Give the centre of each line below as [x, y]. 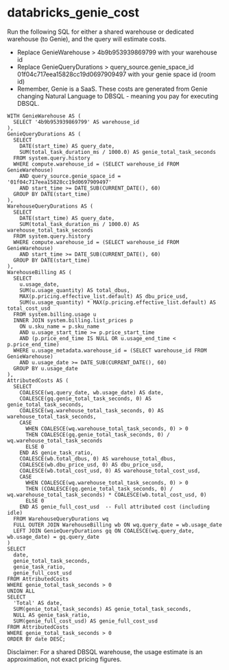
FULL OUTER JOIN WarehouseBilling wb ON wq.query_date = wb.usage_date [118, 525]
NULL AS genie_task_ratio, [52, 615]
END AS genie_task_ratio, [57, 453]
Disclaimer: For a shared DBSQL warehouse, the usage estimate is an [105, 651]
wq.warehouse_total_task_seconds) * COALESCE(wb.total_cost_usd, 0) [107, 495]
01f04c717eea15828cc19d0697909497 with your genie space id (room [116, 74]
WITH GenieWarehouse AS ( [44, 116]
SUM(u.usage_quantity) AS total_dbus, [75, 290]
